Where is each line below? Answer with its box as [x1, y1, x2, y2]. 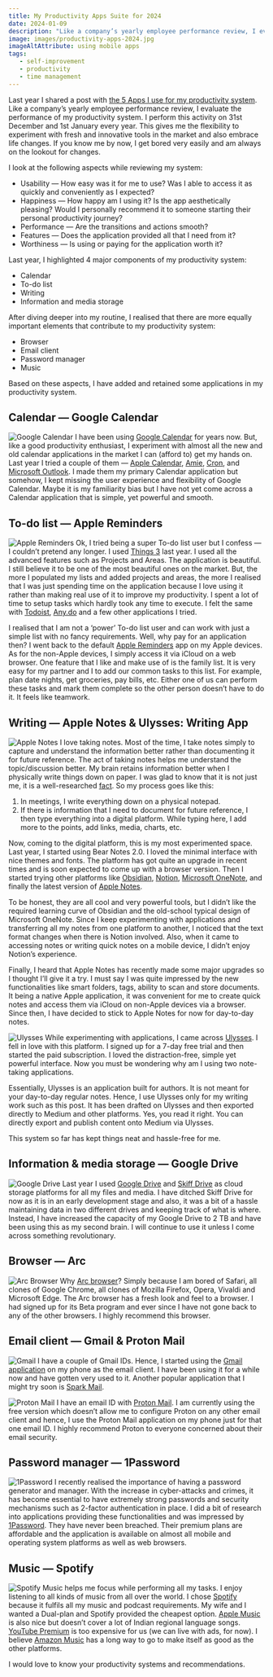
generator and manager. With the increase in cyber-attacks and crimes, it [8, 1486, 253, 1495]
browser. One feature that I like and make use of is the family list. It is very [8, 657, 256, 668]
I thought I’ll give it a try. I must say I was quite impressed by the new [8, 974, 240, 984]
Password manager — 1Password [8, 1455, 180, 1469]
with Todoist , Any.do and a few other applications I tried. [8, 608, 197, 617]
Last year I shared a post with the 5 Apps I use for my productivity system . [8, 94, 258, 104]
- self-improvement [19, 58, 85, 66]
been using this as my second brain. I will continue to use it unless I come [8, 1222, 254, 1231]
